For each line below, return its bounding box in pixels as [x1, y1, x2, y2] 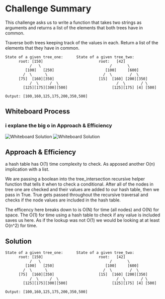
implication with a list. [5, 166, 50, 172]
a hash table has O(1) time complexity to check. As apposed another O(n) [5, 161, 155, 167]
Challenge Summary [5, 3, 91, 14]
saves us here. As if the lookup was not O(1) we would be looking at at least [5, 217, 160, 223]
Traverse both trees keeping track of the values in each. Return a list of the [5, 39, 159, 45]
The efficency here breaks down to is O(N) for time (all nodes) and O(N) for [5, 207, 160, 213]
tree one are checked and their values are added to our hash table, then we [5, 187, 160, 193]
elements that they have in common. [5, 45, 80, 51]
